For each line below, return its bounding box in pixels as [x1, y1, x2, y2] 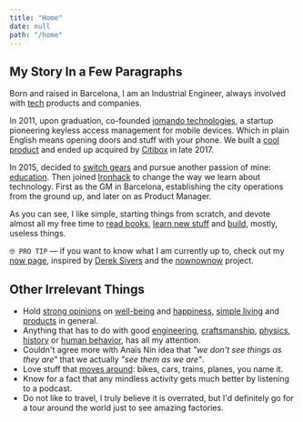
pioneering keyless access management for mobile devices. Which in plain [9, 125, 289, 136]
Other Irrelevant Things [9, 281, 146, 296]
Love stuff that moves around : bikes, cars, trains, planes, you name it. [22, 364, 284, 374]
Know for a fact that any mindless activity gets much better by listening [22, 374, 289, 384]
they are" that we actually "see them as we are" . [22, 354, 205, 365]
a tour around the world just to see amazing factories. [22, 402, 225, 413]
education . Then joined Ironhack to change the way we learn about [9, 172, 261, 183]
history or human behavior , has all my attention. [22, 335, 202, 346]
